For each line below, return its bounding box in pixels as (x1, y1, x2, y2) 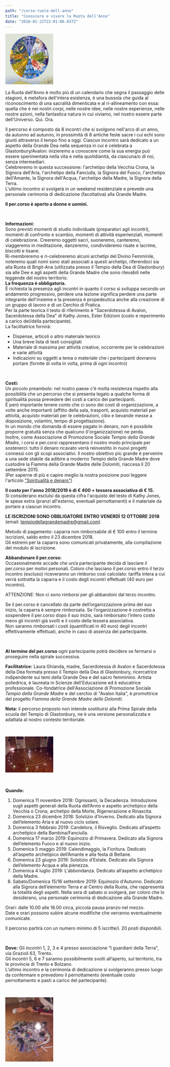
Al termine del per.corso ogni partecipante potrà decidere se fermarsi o (5, 648, 156, 654)
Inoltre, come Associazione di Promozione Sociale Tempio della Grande (5, 434, 155, 440)
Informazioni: (5, 220, 35, 226)
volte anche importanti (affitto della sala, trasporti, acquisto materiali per (5, 407, 156, 413)
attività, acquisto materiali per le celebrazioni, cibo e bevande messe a (5, 412, 153, 418)
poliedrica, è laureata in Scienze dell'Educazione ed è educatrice (5, 679, 141, 685)
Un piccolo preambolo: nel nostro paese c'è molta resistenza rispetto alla (5, 385, 158, 391)
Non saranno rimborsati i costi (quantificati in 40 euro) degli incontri (5, 623, 147, 629)
